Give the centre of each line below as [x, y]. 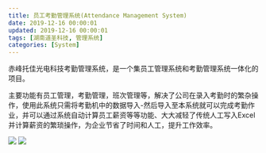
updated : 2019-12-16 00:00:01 [58, 30]
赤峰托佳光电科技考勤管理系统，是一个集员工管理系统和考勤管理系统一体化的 [133, 69]
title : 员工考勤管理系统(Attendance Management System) [98, 15]
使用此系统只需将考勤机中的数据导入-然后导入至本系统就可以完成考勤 [135, 105]
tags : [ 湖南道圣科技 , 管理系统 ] [56, 38]
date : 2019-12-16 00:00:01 [53, 23]
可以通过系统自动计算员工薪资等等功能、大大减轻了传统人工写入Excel [142, 115]
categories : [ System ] [44, 45]
